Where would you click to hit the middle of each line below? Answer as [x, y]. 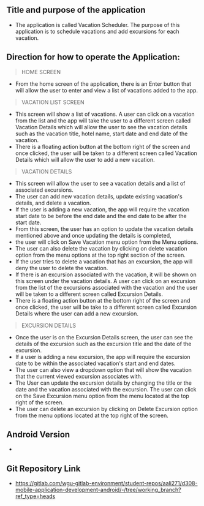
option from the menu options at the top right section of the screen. [100, 255]
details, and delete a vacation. [53, 203]
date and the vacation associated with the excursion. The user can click [106, 389]
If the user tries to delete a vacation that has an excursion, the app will [104, 261]
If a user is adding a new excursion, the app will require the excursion [103, 357]
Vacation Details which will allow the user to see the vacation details [101, 127]
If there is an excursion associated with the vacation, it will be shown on [106, 274]
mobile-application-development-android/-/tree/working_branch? [98, 490]
